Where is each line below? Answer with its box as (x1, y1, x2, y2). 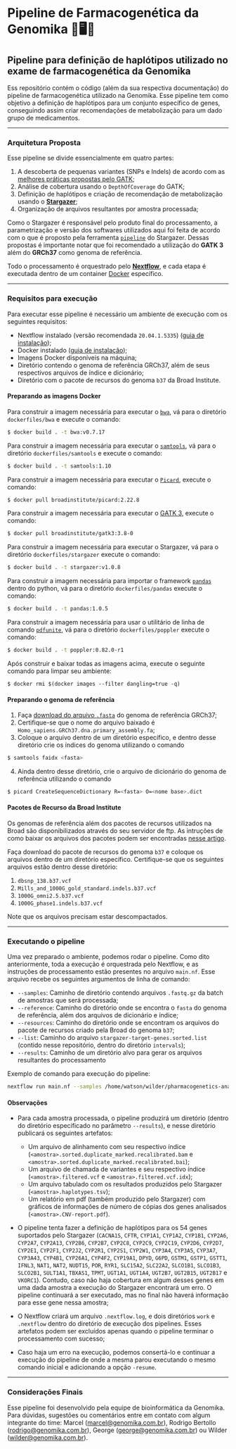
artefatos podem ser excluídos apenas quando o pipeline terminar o (17, 1327, 214, 1336)
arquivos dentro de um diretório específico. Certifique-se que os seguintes (7, 855, 224, 864)
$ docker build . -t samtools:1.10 (7, 463, 112, 470)
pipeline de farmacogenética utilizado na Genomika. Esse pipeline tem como (7, 92, 229, 99)
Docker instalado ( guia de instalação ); (17, 346, 128, 354)
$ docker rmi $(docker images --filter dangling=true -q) (7, 680, 181, 687)
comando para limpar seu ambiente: (7, 667, 112, 675)
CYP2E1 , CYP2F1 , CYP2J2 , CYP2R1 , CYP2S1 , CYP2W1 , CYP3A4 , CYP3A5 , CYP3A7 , (17, 1246, 218, 1255)
